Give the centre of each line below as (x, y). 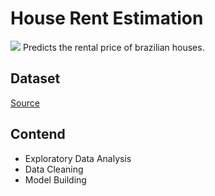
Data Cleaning (54, 169)
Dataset (35, 78)
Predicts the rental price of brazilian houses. (113, 47)
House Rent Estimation (107, 18)
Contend (38, 134)
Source (25, 103)
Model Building (55, 179)
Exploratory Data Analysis (78, 158)
